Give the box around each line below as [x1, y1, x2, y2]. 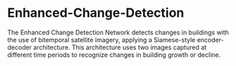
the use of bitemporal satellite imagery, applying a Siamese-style [7, 35, 196, 44]
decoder [7, 43, 32, 51]
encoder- [197, 35, 224, 44]
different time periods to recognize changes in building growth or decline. [7, 51, 221, 59]
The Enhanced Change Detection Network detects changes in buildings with [7, 28, 229, 37]
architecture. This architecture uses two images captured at [33, 43, 207, 51]
